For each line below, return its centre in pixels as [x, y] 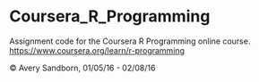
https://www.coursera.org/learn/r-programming [97, 50]
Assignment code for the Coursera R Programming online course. [130, 41]
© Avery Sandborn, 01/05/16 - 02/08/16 [82, 68]
